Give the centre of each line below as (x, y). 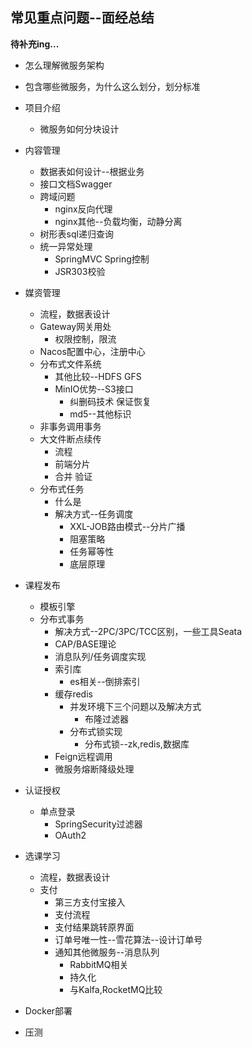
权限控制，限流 (85, 339)
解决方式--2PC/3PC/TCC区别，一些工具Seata (148, 631)
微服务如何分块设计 (79, 129)
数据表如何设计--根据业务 (92, 171)
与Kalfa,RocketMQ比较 (116, 989)
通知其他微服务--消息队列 (107, 952)
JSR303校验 (80, 271)
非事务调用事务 (70, 426)
